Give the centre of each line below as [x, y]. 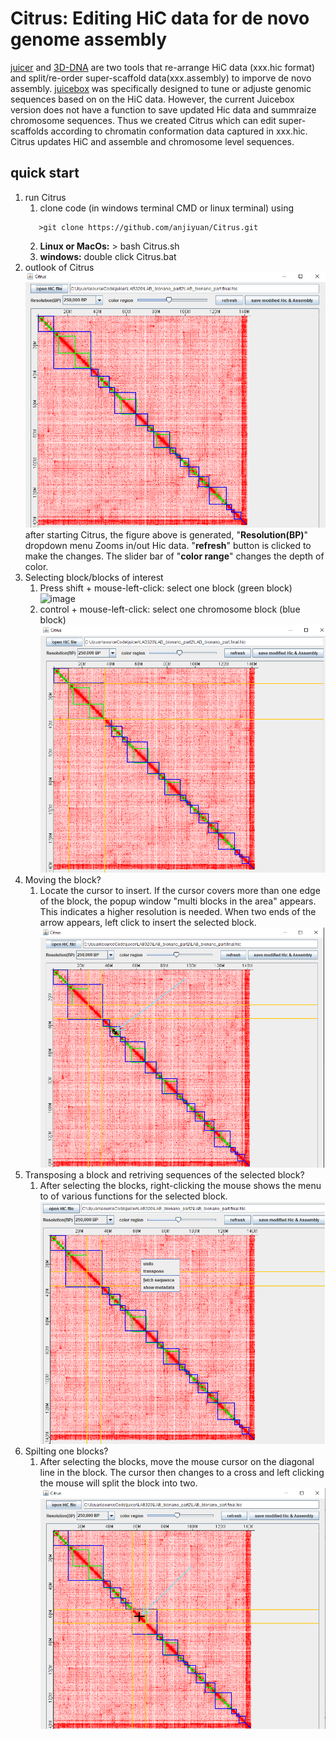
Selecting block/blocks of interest [94, 577]
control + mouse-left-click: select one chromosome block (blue [170, 609]
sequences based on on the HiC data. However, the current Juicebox [152, 99]
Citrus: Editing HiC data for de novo [160, 18]
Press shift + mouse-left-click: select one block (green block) [166, 588]
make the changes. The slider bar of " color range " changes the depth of [174, 556]
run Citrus [45, 197]
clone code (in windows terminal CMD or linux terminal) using [167, 208]
